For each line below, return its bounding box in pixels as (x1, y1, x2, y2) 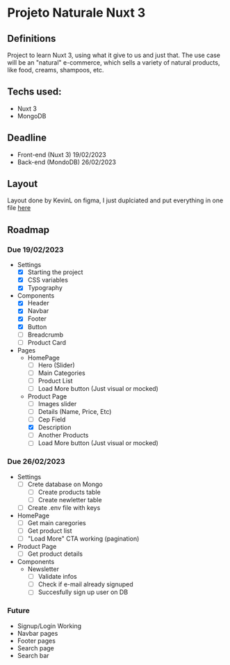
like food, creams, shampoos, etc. (7, 66, 104, 74)
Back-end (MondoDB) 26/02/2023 (17, 158, 117, 166)
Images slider (38, 399, 77, 408)
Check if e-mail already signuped (38, 580, 133, 588)
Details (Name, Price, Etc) (38, 408, 112, 415)
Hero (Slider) (38, 360, 75, 369)
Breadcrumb (27, 330, 64, 339)
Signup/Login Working (17, 621, 82, 630)
